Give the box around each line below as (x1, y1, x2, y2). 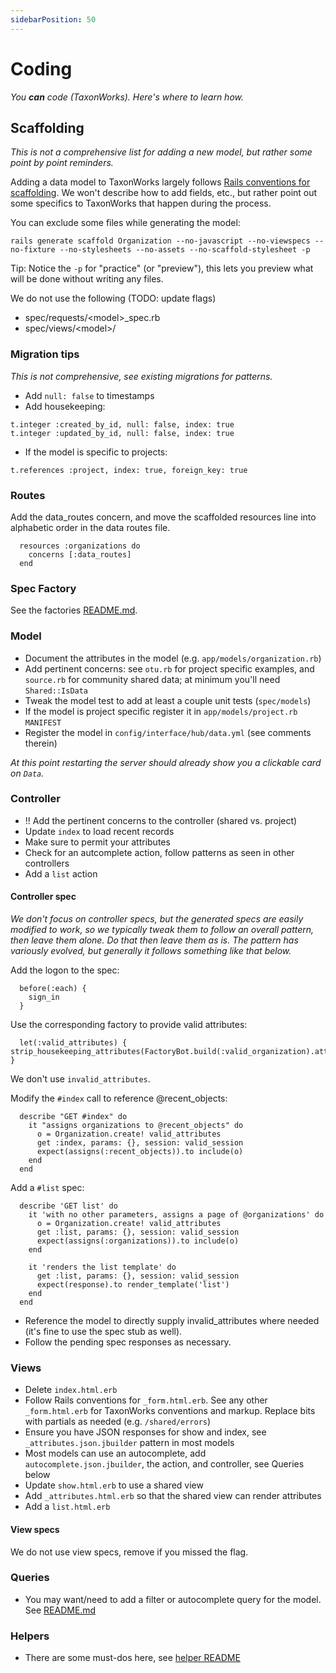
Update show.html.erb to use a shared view (24, 1479, 204, 1491)
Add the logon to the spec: (10, 964, 120, 976)
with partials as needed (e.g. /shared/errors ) (24, 1416, 212, 1428)
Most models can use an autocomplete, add (24, 1447, 207, 1460)
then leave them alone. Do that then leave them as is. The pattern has (10, 934, 299, 946)
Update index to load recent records (24, 825, 175, 837)
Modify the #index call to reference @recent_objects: (10, 1092, 228, 1105)
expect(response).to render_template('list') (36, 1280, 230, 1290)
